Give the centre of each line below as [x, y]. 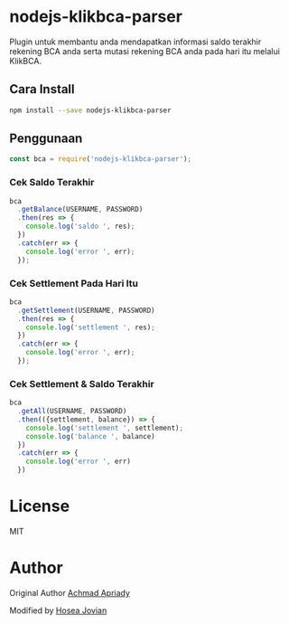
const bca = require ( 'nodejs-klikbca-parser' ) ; [101, 159]
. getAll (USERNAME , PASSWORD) [72, 412]
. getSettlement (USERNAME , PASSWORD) [86, 310]
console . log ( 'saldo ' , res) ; [80, 227]
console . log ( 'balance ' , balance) [90, 436]
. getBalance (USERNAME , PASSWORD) [80, 210]
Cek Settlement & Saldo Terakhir [82, 384]
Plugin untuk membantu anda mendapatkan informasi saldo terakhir [135, 42]
